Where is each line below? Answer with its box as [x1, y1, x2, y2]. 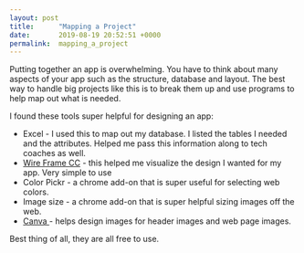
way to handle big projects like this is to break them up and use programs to [9, 83, 295, 94]
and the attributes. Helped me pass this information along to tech [22, 138, 267, 149]
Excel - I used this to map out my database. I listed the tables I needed [22, 129, 288, 140]
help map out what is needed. [9, 93, 121, 104]
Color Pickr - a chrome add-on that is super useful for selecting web [22, 177, 280, 188]
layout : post [9, 13, 59, 23]
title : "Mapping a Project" [9, 22, 137, 31]
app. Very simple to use [22, 167, 112, 178]
